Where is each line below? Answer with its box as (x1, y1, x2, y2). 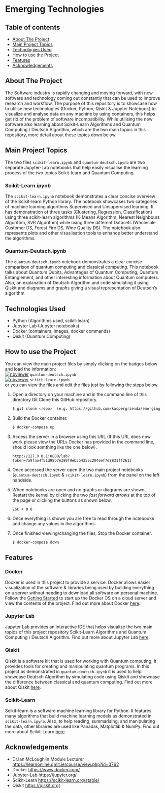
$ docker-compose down (12, 540, 59, 545)
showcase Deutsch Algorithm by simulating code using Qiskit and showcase (5, 674, 160, 679)
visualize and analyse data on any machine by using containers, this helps (5, 111, 155, 117)
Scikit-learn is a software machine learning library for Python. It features (5, 708, 152, 714)
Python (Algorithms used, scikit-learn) (12, 317, 90, 324)
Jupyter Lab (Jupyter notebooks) (12, 323, 80, 329)
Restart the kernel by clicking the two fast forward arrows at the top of (12, 492, 156, 498)
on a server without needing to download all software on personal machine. (5, 590, 159, 596)
